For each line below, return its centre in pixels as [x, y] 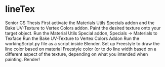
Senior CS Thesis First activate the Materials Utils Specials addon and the [80, 23]
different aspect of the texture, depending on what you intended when [77, 54]
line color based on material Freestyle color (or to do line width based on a [81, 49]
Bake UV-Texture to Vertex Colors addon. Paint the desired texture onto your [83, 28]
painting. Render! [23, 59]
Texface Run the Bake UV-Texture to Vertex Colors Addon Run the [72, 38]
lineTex [20, 9]
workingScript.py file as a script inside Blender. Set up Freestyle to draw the [82, 43]
